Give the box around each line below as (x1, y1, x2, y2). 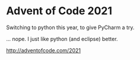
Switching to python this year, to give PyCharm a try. (6, 24, 135, 31)
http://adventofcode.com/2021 (6, 46, 81, 54)
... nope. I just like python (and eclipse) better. (6, 35, 118, 42)
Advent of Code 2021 (6, 4, 113, 18)
